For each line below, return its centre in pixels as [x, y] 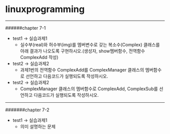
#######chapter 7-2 [27, 110]
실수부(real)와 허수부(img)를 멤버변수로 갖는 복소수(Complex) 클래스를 [90, 44]
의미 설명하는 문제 [38, 126]
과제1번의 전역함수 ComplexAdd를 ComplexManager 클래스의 [82, 70]
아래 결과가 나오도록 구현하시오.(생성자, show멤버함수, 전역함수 [82, 51]
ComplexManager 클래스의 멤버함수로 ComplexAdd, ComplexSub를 [89, 89]
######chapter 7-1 [26, 28]
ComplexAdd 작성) [39, 57]
